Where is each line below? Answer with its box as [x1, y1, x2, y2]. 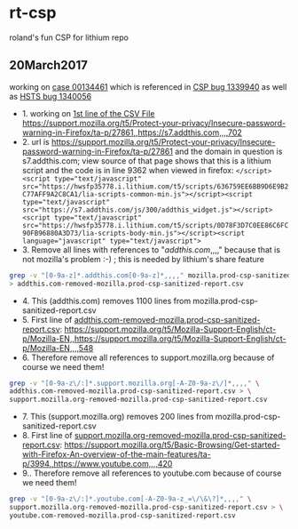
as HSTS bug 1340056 [9, 91, 91, 101]
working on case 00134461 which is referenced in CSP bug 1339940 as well [9, 81, 287, 92]
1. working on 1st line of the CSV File [21, 108, 155, 118]
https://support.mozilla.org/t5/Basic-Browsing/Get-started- [64, 439, 281, 451]
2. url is [21, 136, 51, 147]
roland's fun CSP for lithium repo [9, 32, 129, 43]
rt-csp [9, 3, 57, 23]
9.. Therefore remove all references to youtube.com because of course [21, 468, 282, 478]
